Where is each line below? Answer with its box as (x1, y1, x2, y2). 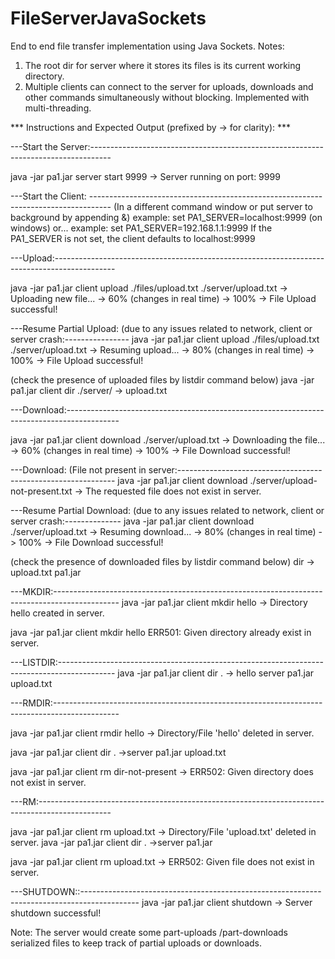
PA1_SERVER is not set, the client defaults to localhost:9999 (10, 232, 256, 244)
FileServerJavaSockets (10, 7, 207, 30)
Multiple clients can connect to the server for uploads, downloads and (24, 80, 314, 92)
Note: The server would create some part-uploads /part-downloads (10, 926, 288, 938)
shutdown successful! (10, 907, 102, 919)
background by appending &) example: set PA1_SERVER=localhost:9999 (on (10, 211, 323, 223)
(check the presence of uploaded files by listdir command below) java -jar (10, 373, 315, 386)
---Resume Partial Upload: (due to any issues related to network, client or (10, 322, 313, 334)
